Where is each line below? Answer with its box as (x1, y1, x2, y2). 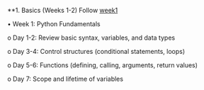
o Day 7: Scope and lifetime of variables (7, 74, 124, 83)
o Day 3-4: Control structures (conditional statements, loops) (7, 47, 186, 55)
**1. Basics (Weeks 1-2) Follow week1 (7, 6, 118, 14)
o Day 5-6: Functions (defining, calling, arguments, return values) (7, 61, 198, 69)
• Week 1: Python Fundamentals (7, 20, 101, 28)
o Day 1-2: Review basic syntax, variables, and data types (7, 33, 176, 42)
